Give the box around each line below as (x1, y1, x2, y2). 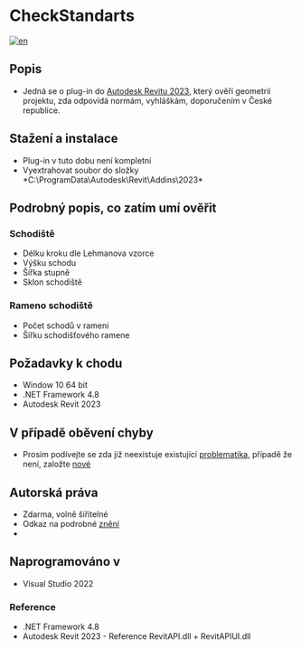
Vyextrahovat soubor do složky (22, 165, 139, 175)
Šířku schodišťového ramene (22, 329, 130, 340)
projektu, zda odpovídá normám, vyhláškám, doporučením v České (22, 95, 273, 106)
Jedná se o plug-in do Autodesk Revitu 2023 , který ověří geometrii (22, 85, 271, 96)
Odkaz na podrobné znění (22, 518, 120, 529)
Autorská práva (9, 484, 99, 500)
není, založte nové (22, 458, 91, 470)
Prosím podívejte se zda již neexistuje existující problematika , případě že (22, 449, 292, 460)
